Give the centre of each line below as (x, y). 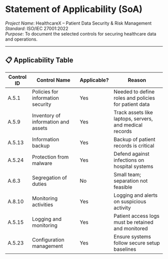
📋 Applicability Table (39, 60)
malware (42, 163)
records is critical (134, 146)
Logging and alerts (136, 195)
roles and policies (134, 98)
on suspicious (130, 201)
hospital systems (133, 166)
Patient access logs (137, 216)
